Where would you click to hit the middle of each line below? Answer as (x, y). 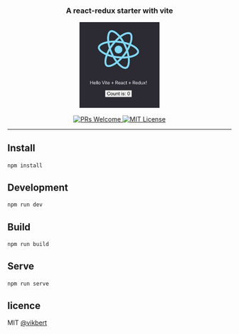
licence (24, 305)
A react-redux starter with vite (119, 11)
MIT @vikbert (27, 323)
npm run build (28, 244)
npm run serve (28, 284)
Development (38, 187)
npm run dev (25, 205)
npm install (25, 166)
